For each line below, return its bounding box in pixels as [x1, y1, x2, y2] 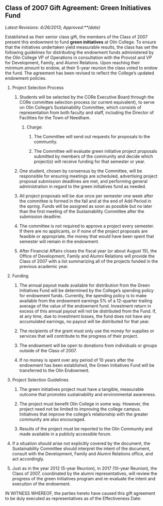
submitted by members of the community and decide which [33, 153, 153, 159]
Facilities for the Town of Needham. [19, 114, 91, 121]
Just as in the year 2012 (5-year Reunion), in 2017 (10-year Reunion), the [12, 465, 157, 471]
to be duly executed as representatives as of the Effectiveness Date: [5, 495, 142, 501]
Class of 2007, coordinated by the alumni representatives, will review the [12, 470, 158, 476]
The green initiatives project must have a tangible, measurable [19, 386, 144, 392]
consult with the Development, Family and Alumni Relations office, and [12, 451, 153, 456]
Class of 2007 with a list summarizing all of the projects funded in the [19, 258, 158, 264]
